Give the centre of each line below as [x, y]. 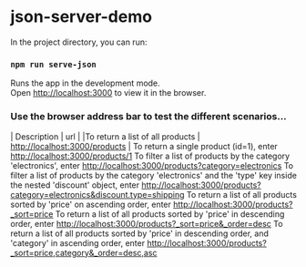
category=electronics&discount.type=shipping [97, 194]
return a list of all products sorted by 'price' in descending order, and [140, 233]
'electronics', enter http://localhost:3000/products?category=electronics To [152, 165]
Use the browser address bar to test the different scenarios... [148, 117]
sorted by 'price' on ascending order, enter [91, 204]
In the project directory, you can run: [79, 42]
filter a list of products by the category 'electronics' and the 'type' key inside [153, 175]
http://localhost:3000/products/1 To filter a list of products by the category [150, 156]
